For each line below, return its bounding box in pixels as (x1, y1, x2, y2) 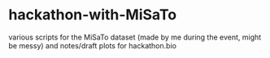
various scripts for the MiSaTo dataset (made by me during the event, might (8, 32, 262, 42)
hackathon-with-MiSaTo (8, 6, 177, 24)
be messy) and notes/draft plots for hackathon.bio (8, 40, 177, 50)
